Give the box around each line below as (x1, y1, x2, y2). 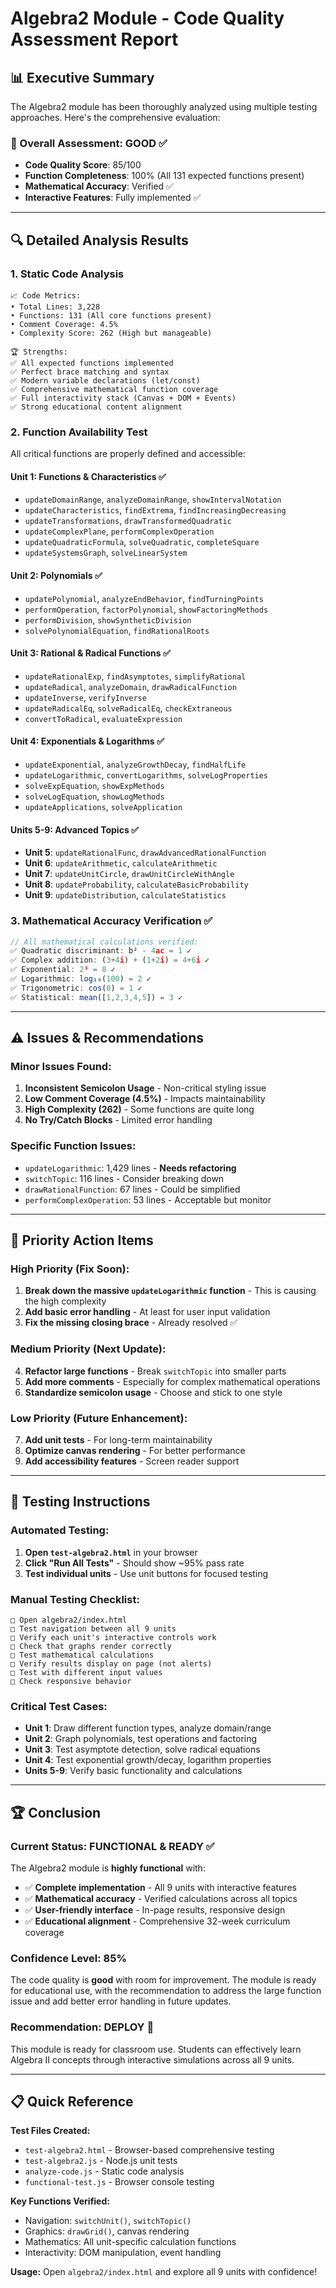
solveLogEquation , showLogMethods (24, 790, 165, 802)
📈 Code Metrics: (10, 290, 82, 301)
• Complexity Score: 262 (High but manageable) (10, 328, 213, 338)
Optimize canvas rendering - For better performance (24, 1444, 246, 1456)
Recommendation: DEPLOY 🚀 (10, 2020, 155, 2034)
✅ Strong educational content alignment (10, 402, 183, 412)
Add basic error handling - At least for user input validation (24, 1306, 271, 1318)
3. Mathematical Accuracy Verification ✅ (10, 914, 213, 928)
